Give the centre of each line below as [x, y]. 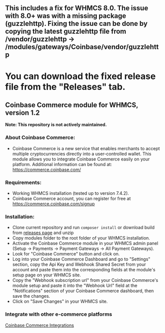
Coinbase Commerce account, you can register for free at [72, 198]
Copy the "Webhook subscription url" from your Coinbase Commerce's [85, 280]
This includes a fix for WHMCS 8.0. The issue [77, 8]
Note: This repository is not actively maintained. [56, 125]
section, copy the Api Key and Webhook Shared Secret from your [79, 264]
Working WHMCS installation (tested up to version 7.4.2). [71, 193]
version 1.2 [22, 113]
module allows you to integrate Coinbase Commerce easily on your [81, 159]
